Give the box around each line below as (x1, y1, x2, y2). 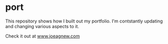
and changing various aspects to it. (5, 23, 79, 29)
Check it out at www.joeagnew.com (5, 33, 80, 39)
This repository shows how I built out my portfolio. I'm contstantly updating (5, 18, 163, 24)
